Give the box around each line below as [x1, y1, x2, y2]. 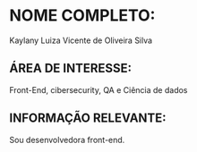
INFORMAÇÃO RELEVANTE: [9, 111, 167, 126]
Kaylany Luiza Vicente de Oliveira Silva [9, 35, 153, 46]
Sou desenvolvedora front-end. [9, 134, 125, 145]
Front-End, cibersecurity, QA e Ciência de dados [9, 84, 188, 95]
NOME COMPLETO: [9, 5, 156, 26]
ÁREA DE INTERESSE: [9, 61, 133, 76]
